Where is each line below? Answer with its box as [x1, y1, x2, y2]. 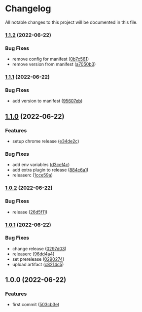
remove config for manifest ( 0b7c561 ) [12, 56, 89, 62]
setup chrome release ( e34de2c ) [12, 139, 80, 144]
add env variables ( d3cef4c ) [12, 162, 70, 168]
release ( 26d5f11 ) [12, 209, 48, 215]
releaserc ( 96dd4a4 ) [12, 251, 55, 257]
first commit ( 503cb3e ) [12, 302, 60, 308]
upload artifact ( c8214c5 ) [12, 261, 64, 267]
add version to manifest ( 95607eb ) [12, 98, 83, 104]
